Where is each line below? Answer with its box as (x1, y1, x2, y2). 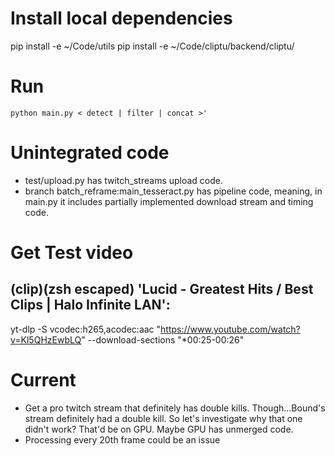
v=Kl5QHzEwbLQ (10, 333, 82, 346)
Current (10, 369, 77, 391)
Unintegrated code (10, 142, 170, 164)
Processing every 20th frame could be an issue (24, 433, 221, 446)
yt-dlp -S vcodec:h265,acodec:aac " (10, 323, 162, 335)
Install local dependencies (10, 7, 233, 30)
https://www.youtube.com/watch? (160, 323, 301, 335)
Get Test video (10, 242, 134, 264)
